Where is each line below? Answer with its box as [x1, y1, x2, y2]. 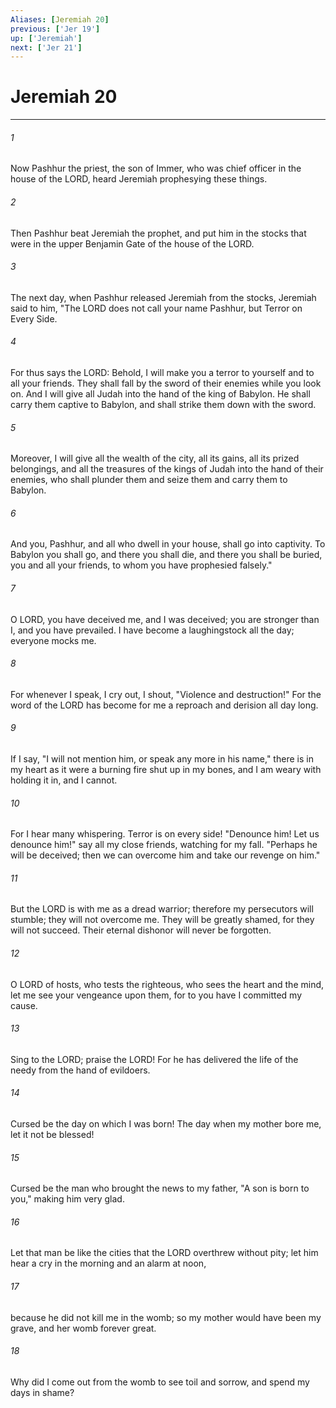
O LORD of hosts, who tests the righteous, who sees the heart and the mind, [10, 978, 325, 990]
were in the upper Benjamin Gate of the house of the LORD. [10, 237, 255, 250]
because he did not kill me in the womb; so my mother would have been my [10, 1311, 322, 1323]
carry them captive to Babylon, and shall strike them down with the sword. [10, 399, 317, 410]
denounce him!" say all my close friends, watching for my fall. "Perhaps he [10, 839, 318, 851]
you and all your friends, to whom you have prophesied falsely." [10, 559, 273, 571]
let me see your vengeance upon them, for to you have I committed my [10, 989, 303, 1001]
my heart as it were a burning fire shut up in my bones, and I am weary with [10, 764, 322, 776]
